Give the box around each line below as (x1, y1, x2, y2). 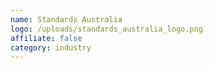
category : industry (10, 42, 92, 53)
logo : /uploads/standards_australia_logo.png (10, 24, 203, 34)
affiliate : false (10, 33, 83, 43)
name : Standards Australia (10, 14, 123, 25)
